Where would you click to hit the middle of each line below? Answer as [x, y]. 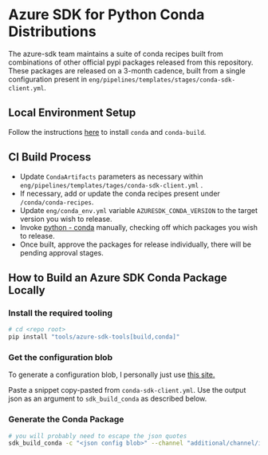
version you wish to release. [66, 219]
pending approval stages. [61, 252]
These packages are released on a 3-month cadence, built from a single [127, 70]
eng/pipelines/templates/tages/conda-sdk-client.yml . [111, 184]
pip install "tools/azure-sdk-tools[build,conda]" [94, 337]
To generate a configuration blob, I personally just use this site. [112, 375]
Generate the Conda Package [66, 419]
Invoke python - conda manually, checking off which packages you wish [138, 227]
